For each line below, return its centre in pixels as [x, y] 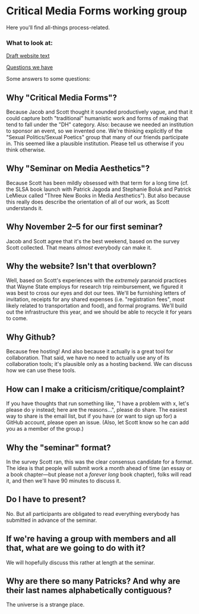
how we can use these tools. [41, 371]
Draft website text [28, 56]
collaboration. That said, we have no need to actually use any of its [88, 358]
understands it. [25, 208]
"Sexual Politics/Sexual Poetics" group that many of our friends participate [97, 137]
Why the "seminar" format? [59, 447]
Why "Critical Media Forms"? [61, 97]
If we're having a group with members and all [91, 539]
